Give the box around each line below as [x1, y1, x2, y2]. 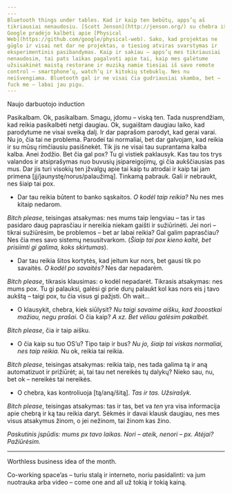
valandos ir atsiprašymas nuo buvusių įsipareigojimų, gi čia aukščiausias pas [7, 157, 225, 166]
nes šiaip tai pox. [7, 179, 55, 188]
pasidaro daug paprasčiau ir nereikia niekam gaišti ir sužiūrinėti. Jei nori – [7, 221, 216, 229]
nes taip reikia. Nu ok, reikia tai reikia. [17, 347, 124, 355]
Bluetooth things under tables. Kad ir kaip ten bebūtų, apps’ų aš [7, 17, 206, 24]
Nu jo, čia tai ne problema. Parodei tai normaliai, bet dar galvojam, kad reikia [7, 136, 224, 144]
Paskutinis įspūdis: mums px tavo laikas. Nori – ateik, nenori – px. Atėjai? [7, 430, 214, 438]
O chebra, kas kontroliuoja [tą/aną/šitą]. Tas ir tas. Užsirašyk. [17, 388, 192, 397]
